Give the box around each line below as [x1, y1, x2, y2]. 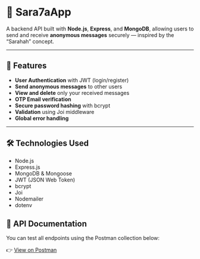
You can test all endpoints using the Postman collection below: [6, 235, 160, 242]
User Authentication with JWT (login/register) [14, 76, 129, 84]
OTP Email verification [14, 95, 71, 103]
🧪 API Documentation [6, 218, 87, 229]
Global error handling [14, 115, 69, 122]
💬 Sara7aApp [6, 5, 71, 19]
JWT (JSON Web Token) [14, 176, 76, 183]
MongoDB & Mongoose [14, 169, 73, 177]
